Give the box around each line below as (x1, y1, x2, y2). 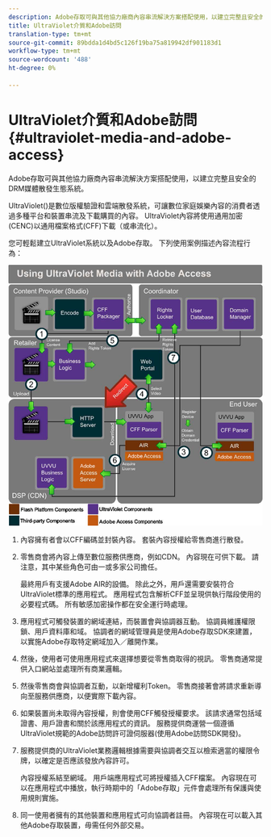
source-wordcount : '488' (8, 56, 92, 64)
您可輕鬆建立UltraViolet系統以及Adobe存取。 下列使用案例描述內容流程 (8, 238, 244, 248)
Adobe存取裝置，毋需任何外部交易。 (27, 820, 149, 830)
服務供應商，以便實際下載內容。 (34, 691, 141, 701)
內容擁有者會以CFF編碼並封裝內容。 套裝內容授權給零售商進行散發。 (19, 534, 248, 544)
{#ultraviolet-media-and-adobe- (8, 128, 232, 147)
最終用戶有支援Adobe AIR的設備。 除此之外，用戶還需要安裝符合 (19, 579, 235, 588)
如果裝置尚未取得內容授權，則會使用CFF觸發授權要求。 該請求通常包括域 (19, 708, 262, 718)
